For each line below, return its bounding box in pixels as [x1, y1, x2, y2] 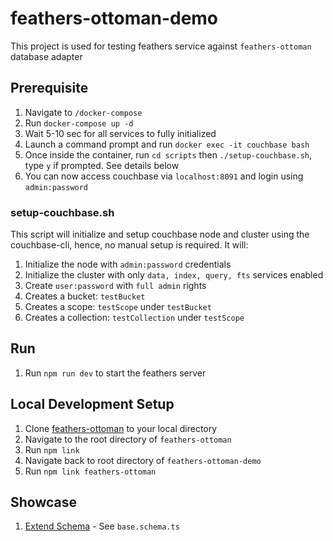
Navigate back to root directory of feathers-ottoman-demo [24, 454, 262, 466]
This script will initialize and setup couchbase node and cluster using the [10, 228, 310, 241]
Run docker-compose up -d [24, 117, 134, 129]
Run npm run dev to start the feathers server [24, 367, 207, 379]
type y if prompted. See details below [24, 159, 180, 171]
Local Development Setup [10, 396, 175, 413]
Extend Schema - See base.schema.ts [24, 520, 180, 532]
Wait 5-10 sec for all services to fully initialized [24, 127, 217, 139]
